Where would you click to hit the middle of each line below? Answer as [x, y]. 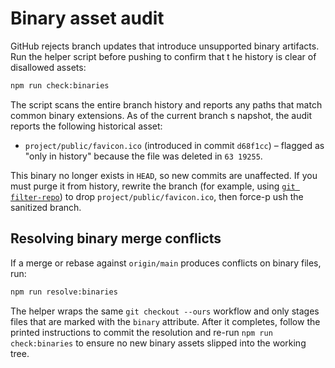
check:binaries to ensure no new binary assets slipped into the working [158, 343]
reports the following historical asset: [86, 126]
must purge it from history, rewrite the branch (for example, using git [153, 186]
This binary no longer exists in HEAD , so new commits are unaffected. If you [164, 175]
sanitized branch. [46, 207]
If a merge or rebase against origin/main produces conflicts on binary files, [166, 263]
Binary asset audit [87, 18]
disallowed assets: [48, 67]
